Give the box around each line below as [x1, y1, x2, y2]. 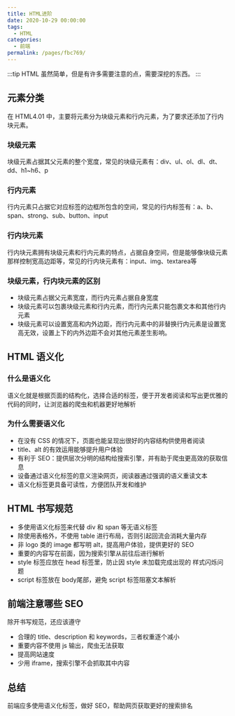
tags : [7, 23, 23, 30]
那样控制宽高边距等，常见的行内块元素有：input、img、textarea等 [7, 257, 197, 265]
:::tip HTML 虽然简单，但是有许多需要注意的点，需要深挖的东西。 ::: [7, 69, 201, 78]
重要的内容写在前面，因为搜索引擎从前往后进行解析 [17, 549, 165, 557]
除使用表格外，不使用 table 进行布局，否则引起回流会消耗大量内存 [17, 531, 208, 540]
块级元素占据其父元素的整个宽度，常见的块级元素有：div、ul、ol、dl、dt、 [7, 157, 222, 166]
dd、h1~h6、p [7, 166, 49, 174]
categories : [7, 37, 42, 44]
